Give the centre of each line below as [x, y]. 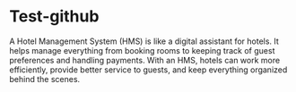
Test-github [54, 17]
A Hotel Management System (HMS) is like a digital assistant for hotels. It [144, 41]
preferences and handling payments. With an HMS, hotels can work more [145, 60]
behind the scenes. [45, 79]
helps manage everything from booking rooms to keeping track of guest [142, 50]
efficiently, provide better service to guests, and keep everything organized [148, 70]
